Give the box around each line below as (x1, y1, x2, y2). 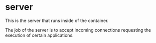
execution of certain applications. (5, 32, 74, 38)
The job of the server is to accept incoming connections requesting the (5, 27, 151, 33)
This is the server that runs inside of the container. (5, 18, 109, 23)
